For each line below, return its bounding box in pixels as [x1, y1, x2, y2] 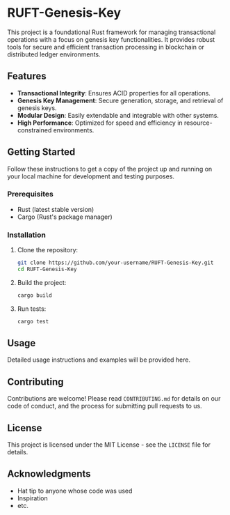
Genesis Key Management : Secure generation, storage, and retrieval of [17, 96, 224, 105]
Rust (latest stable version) [17, 205, 95, 213]
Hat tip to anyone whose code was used [17, 486, 133, 495]
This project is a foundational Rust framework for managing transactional [7, 28, 216, 36]
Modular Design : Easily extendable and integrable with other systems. [17, 111, 219, 119]
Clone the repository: [17, 246, 79, 254]
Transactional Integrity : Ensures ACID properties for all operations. [17, 89, 211, 97]
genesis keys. [17, 103, 57, 112]
